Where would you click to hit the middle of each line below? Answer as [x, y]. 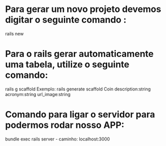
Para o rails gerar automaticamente [80, 54]
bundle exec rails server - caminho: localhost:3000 [58, 139]
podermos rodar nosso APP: [65, 125]
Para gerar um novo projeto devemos [83, 9]
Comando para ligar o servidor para [80, 115]
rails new [14, 33]
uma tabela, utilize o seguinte [67, 65]
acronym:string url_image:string [38, 94]
